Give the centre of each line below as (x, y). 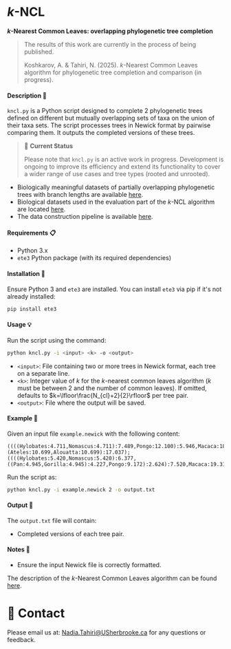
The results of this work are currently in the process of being (110, 44)
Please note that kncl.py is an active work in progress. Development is (124, 160)
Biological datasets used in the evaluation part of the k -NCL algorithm (116, 202)
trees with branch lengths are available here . (80, 195)
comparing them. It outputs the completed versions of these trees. (101, 133)
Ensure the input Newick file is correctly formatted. (89, 564)
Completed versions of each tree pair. (70, 533)
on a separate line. (43, 373)
